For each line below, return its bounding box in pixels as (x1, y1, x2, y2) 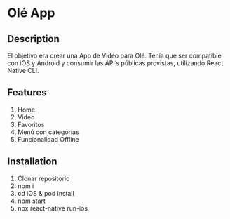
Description (7, 33, 60, 45)
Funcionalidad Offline (17, 135, 79, 143)
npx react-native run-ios (17, 204, 88, 212)
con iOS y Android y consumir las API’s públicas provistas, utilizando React (7, 59, 224, 67)
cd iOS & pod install (17, 189, 75, 197)
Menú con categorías (17, 128, 79, 136)
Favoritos (17, 120, 45, 128)
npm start (17, 197, 46, 205)
